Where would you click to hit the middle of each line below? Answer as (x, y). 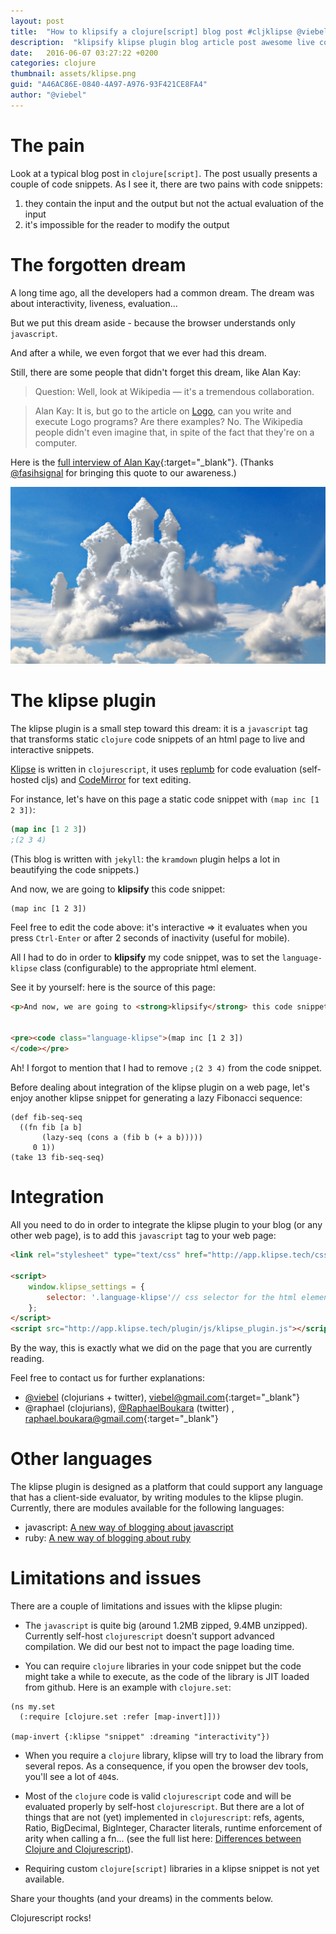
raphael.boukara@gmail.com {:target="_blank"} (121, 1419)
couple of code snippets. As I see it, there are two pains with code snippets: (166, 184)
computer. (56, 442)
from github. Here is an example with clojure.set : (128, 1687)
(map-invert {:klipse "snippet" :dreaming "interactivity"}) (140, 1737)
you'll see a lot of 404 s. (72, 1776)
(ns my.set (33, 1707)
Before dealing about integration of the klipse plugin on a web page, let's (160, 1087)
